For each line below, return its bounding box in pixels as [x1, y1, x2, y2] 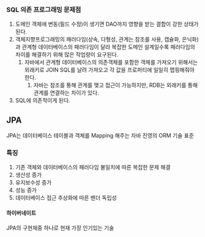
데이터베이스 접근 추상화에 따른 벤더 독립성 [15, 194, 117, 202]
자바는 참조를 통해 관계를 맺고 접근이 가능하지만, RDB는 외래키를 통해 [33, 81, 198, 89]
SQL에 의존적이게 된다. [15, 97, 70, 104]
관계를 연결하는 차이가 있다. [33, 89, 99, 97]
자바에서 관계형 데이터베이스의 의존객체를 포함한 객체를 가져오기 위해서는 [24, 59, 198, 66]
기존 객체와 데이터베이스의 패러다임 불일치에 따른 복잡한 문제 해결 [15, 164, 171, 171]
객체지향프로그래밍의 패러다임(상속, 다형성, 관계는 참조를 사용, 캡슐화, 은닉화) [15, 35, 199, 43]
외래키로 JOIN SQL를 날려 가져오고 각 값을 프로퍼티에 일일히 [24, 66, 169, 74]
